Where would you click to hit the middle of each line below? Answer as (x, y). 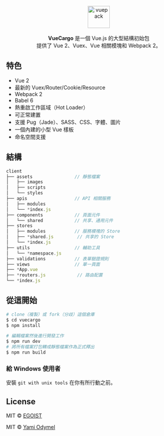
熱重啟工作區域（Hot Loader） (51, 107)
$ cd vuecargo (24, 320)
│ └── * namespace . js (34, 253)
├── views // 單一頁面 (53, 264)
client (14, 171)
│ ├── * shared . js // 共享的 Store (60, 237)
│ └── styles (25, 193)
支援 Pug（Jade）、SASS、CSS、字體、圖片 (68, 122)
